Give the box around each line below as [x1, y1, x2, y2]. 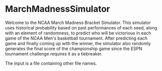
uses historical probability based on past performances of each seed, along [5, 24, 158, 30]
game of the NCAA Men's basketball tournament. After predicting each [5, 35, 148, 41]
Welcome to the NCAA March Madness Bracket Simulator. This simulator [5, 20, 151, 25]
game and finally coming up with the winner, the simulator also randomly [5, 40, 151, 46]
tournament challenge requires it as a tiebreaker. [5, 50, 102, 57]
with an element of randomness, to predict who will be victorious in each [5, 30, 151, 36]
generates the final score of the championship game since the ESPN [5, 46, 142, 51]
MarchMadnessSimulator [5, 3, 110, 15]
